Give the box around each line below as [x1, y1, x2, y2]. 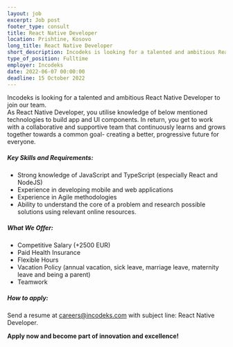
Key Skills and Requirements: [7, 153, 94, 161]
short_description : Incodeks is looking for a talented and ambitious [7, 49, 216, 56]
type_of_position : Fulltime [7, 55, 89, 62]
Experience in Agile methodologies [17, 193, 117, 202]
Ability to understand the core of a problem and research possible [17, 200, 206, 208]
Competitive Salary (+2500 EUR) [17, 241, 111, 249]
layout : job [7, 10, 42, 17]
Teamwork [17, 278, 48, 286]
